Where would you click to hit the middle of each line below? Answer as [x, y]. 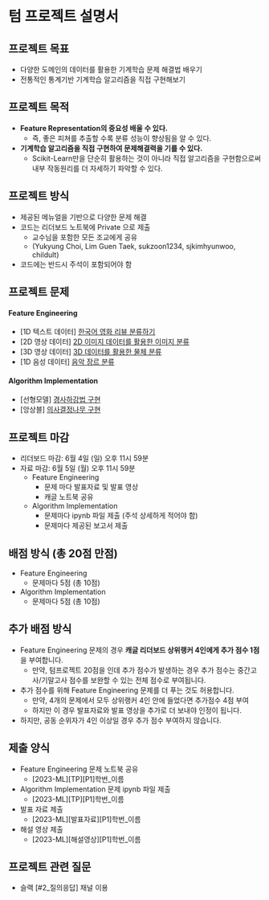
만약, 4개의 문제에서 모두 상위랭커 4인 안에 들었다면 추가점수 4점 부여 [140, 700]
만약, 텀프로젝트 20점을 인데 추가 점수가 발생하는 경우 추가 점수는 [134, 670]
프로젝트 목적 [39, 107]
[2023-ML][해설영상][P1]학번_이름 [86, 839]
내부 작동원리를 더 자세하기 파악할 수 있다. [97, 168]
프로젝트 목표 [39, 49]
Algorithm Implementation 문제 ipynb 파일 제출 [95, 789]
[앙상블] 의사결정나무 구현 [60, 410]
